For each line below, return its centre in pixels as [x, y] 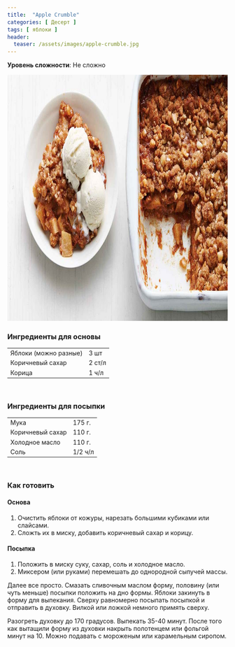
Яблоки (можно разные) [47, 353]
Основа [19, 502]
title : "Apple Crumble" [43, 15]
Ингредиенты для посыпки [56, 406]
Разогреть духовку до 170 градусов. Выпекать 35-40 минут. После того [115, 621]
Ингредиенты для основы [54, 337]
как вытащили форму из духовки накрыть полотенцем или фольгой [108, 628]
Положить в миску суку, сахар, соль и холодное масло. [101, 564]
